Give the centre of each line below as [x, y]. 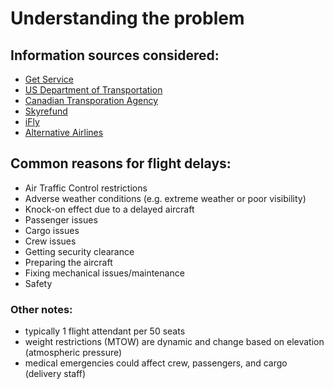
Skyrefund [46, 111]
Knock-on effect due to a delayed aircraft [109, 209]
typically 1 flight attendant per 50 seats [105, 331]
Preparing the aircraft [68, 262]
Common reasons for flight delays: [121, 163]
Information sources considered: [115, 55]
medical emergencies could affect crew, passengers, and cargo [156, 363]
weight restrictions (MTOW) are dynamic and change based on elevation [174, 342]
